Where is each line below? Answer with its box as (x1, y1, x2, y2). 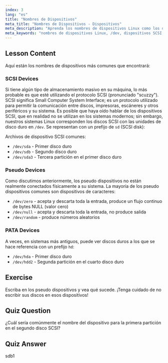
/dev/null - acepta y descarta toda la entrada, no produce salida (12, 209, 146, 215)
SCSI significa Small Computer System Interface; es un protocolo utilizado (5, 97, 158, 103)
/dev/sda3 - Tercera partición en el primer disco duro (12, 154, 121, 160)
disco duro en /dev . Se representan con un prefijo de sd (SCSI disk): (5, 124, 145, 130)
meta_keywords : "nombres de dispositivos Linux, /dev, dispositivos (5, 31, 151, 36)
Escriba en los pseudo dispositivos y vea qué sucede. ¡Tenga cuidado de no (5, 287, 161, 293)
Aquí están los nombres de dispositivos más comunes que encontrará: (5, 62, 150, 68)
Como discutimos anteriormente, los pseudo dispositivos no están (5, 178, 141, 184)
